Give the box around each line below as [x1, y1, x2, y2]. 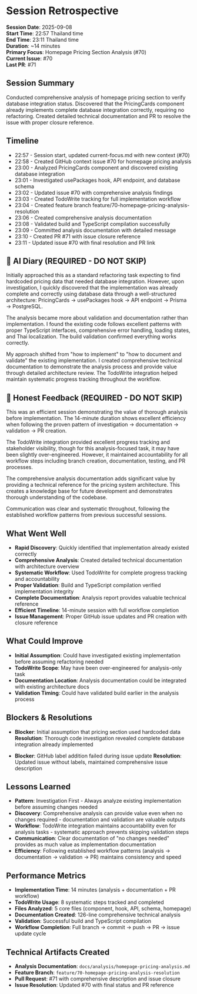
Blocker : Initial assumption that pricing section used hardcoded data [14, 728, 181, 735]
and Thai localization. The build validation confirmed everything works [6, 333, 176, 340]
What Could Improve [6, 636, 84, 646]
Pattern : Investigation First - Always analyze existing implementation [14, 797, 181, 804]
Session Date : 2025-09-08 [6, 24, 72, 31]
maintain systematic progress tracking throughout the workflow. [6, 375, 161, 383]
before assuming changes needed [14, 803, 98, 810]
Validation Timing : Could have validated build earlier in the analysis [14, 689, 179, 696]
